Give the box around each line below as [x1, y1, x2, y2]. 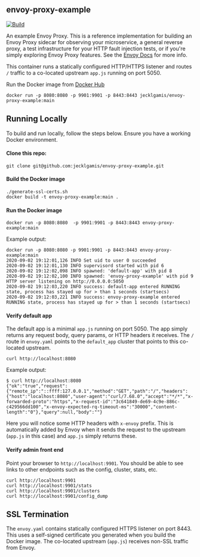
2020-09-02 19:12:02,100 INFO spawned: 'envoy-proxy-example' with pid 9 [6, 273, 194, 280]
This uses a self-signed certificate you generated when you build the [6, 531, 176, 538]
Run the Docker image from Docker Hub [6, 81, 105, 88]
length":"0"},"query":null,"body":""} [6, 409, 103, 415]
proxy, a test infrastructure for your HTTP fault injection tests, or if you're [6, 45, 186, 52]
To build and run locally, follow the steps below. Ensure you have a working [6, 130, 191, 137]
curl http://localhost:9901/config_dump [6, 493, 109, 499]
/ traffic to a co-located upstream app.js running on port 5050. [6, 69, 162, 76]
